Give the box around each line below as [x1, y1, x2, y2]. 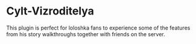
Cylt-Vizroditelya [6, 4, 95, 18]
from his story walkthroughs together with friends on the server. [6, 30, 166, 37]
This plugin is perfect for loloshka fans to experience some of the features [6, 24, 191, 31]
